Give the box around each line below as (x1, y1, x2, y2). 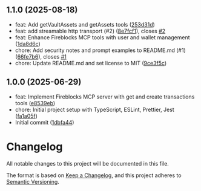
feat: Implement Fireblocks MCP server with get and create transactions (15, 93, 195, 100)
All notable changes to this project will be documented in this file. (6, 160, 170, 167)
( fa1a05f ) (15, 112, 38, 120)
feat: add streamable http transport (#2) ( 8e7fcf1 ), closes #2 (15, 27, 166, 34)
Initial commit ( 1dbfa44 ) (15, 118, 74, 126)
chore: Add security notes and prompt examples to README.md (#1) (15, 47, 186, 54)
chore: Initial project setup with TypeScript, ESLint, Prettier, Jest (15, 106, 174, 113)
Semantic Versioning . (6, 178, 59, 185)
